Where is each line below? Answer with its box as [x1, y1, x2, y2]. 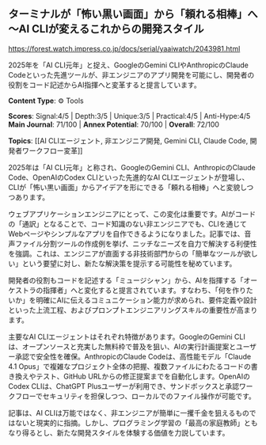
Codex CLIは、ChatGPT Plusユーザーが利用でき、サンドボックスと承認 [8, 381, 240, 390]
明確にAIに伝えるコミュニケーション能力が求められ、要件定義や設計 [35, 295, 257, 305]
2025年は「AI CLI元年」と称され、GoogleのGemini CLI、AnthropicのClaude [8, 162, 256, 172]
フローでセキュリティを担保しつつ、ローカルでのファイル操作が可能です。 [14, 391, 256, 401]
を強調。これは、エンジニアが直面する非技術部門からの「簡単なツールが [8, 249, 244, 258]
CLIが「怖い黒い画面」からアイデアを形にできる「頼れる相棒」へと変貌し [8, 182, 247, 192]
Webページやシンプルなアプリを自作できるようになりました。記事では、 [8, 229, 245, 238]
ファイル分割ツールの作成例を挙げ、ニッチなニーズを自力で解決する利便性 [14, 238, 257, 248]
